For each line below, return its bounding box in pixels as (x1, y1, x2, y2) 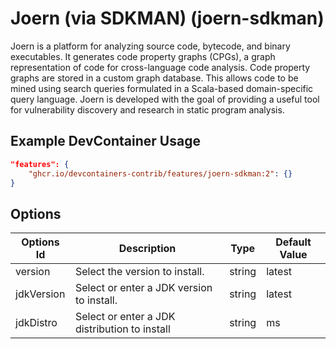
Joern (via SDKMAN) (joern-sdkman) (10, 7, 325, 30)
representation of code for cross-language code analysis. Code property (10, 61, 311, 73)
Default (275, 235, 312, 249)
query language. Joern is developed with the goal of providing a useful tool (10, 93, 320, 105)
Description (118, 242, 177, 256)
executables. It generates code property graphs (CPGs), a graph (10, 50, 276, 62)
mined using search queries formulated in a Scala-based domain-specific (10, 82, 314, 94)
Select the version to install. (74, 265, 205, 279)
